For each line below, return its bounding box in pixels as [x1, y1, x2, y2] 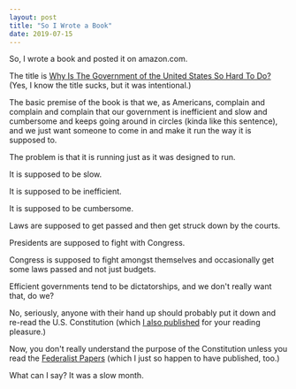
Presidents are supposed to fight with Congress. [9, 238, 186, 248]
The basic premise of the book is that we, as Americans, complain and [9, 97, 265, 108]
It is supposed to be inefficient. [9, 187, 122, 197]
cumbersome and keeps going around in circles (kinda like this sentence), [9, 116, 278, 126]
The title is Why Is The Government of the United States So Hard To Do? [9, 71, 271, 81]
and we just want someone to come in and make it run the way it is [9, 126, 252, 136]
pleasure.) [9, 326, 47, 337]
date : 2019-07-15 [9, 29, 73, 38]
